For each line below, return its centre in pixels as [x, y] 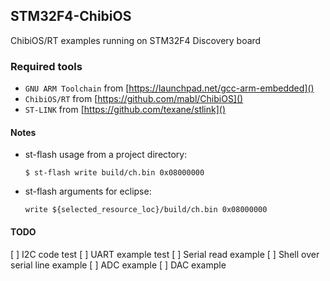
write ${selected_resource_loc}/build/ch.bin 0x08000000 [146, 210]
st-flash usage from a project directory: [106, 155]
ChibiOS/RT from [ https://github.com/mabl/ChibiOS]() [134, 99]
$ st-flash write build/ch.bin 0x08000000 [114, 173]
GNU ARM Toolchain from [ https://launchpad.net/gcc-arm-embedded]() [169, 88]
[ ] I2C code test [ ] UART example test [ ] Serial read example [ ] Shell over [165, 254]
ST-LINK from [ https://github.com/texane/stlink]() [125, 110]
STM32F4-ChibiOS [71, 16]
